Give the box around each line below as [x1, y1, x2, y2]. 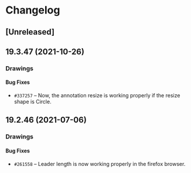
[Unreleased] [5, 27, 55, 37]
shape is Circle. [13, 98, 52, 106]
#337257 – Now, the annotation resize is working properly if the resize [13, 92, 180, 99]
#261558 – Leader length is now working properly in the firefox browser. [13, 160, 186, 167]
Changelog [5, 4, 60, 17]
